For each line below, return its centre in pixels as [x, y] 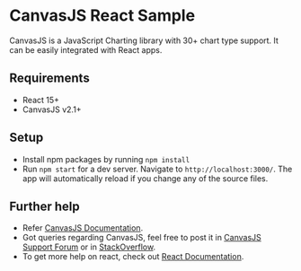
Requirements [49, 79]
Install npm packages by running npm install [106, 159]
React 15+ [41, 100]
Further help [45, 206]
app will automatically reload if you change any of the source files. [145, 178]
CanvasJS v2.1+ [52, 109]
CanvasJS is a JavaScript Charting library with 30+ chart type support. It [144, 40]
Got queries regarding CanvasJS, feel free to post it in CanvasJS [142, 238]
